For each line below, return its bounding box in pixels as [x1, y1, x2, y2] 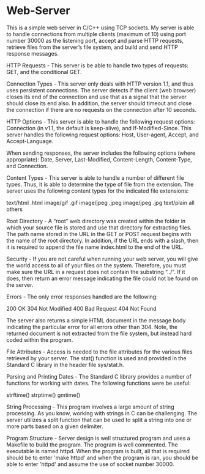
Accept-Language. [6, 137, 54, 144]
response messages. [6, 50, 59, 57]
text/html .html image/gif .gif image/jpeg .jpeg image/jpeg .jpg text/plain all [6, 199, 195, 206]
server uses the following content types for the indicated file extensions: [6, 187, 189, 194]
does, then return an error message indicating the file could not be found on [6, 275, 198, 282]
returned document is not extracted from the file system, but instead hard [6, 330, 192, 337]
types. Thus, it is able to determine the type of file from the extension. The [6, 180, 194, 188]
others [6, 206, 23, 213]
